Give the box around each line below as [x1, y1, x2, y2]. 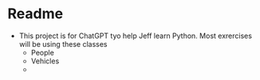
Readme [7, 5, 64, 23]
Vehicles [30, 56, 60, 66]
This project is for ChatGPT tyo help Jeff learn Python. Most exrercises [18, 31, 253, 40]
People [30, 48, 55, 57]
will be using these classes [18, 39, 108, 48]
